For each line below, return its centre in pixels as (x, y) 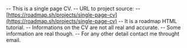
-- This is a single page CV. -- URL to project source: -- (73, 9)
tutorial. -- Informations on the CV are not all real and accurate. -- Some (93, 27)
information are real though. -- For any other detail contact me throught (93, 34)
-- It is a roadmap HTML (148, 21)
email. (14, 40)
